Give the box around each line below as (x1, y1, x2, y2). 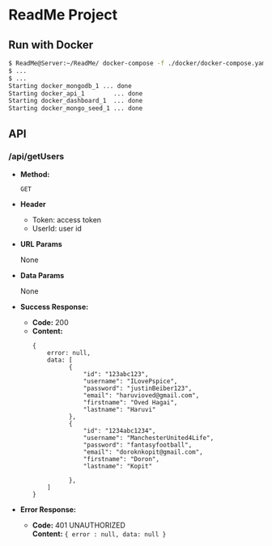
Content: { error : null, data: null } (32, 528, 167, 539)
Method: (19, 169, 50, 179)
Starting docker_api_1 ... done (8, 89, 143, 98)
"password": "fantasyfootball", (83, 441, 193, 449)
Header (19, 199, 46, 209)
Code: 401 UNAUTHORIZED (32, 520, 125, 530)
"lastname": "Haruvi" (83, 405, 156, 413)
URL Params (19, 239, 62, 248)
